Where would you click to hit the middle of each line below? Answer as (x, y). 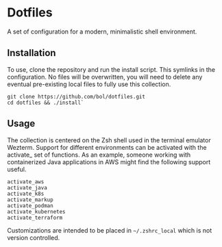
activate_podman (30, 206)
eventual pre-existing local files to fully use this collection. (89, 84)
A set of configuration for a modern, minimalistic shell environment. (102, 31)
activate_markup (30, 200)
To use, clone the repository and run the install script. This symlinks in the (111, 69)
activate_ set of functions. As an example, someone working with (99, 155)
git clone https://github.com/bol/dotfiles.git (76, 96)
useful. (17, 169)
